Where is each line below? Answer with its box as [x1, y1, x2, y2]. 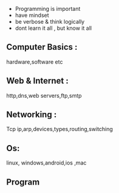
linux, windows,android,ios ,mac [6, 159, 87, 166]
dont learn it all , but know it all [15, 24, 92, 32]
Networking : [6, 109, 57, 120]
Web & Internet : [6, 76, 69, 86]
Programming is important [15, 5, 81, 12]
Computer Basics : [6, 42, 78, 52]
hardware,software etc [6, 58, 63, 66]
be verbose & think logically [15, 18, 85, 25]
